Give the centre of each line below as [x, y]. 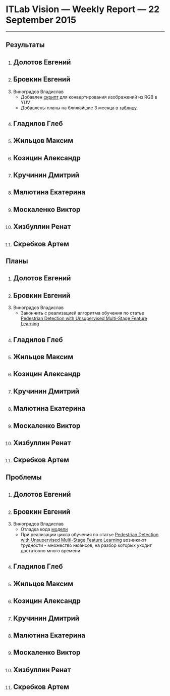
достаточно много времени [50, 550]
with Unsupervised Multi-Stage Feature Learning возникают [83, 540]
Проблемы [24, 477]
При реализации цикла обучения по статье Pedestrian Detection [90, 534]
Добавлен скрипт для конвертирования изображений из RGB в [89, 97]
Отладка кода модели [44, 529]
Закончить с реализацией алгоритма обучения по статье [82, 313]
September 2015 [41, 20]
